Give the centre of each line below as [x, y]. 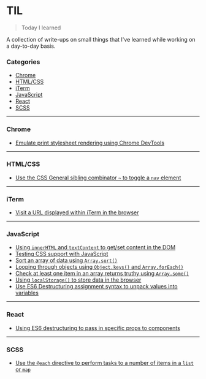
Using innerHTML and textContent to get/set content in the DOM [95, 247]
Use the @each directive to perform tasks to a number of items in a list [105, 363]
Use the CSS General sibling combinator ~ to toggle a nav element [98, 178]
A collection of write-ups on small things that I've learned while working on [101, 39]
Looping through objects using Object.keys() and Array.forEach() [99, 267]
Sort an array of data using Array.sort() [66, 260]
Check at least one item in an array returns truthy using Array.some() [102, 274]
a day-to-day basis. [31, 46]
